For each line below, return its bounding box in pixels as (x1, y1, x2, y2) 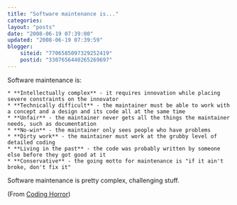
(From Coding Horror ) (7, 189, 71, 198)
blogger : (7, 43, 33, 50)
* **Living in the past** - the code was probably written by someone (7, 145, 221, 152)
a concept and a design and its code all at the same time (7, 107, 186, 115)
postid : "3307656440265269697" (20, 57, 113, 64)
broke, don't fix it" (7, 163, 72, 170)
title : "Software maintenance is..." (7, 10, 119, 18)
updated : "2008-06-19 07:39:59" (7, 37, 103, 44)
